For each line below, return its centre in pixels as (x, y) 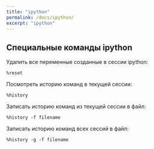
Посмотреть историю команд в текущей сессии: (69, 84)
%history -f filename (34, 118)
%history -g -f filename (37, 140)
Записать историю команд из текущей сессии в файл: (76, 107)
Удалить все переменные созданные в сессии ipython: (77, 62)
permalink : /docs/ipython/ (40, 17)
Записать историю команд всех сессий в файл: (67, 129)
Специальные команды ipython (69, 47)
